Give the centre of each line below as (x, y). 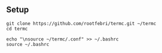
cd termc (17, 29)
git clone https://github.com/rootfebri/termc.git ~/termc (81, 23)
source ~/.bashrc (28, 44)
